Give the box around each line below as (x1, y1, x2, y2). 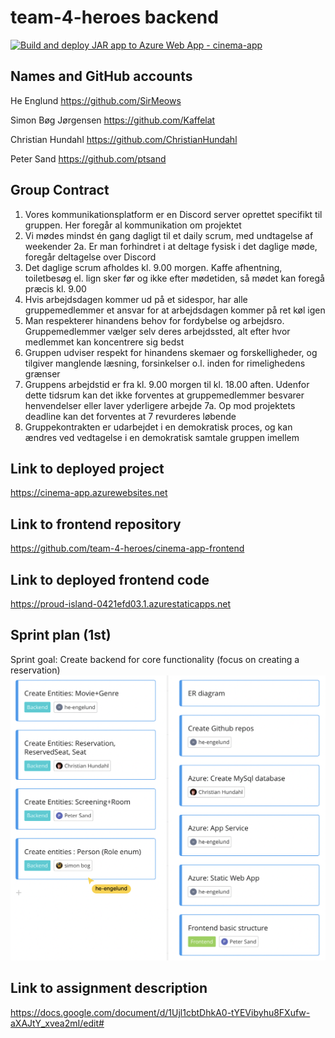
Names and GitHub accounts (10, 68, 193, 85)
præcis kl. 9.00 (24, 282, 87, 295)
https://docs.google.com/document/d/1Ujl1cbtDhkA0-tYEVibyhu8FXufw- (10, 1006, 311, 1018)
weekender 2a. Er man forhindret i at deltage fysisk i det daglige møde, (24, 240, 318, 252)
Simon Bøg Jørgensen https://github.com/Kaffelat (10, 114, 216, 126)
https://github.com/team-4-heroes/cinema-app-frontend (10, 542, 245, 555)
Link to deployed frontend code (10, 571, 210, 588)
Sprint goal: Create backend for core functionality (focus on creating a (10, 653, 300, 665)
